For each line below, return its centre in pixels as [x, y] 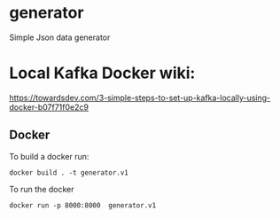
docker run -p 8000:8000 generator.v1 [83, 205]
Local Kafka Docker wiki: [102, 73]
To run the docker [42, 189]
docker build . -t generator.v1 [69, 172]
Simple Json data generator [60, 37]
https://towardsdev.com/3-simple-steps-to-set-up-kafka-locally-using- [140, 98]
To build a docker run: [49, 156]
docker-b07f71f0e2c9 [49, 107]
